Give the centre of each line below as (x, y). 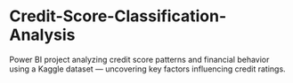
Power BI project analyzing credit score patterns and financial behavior (139, 59)
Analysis (42, 35)
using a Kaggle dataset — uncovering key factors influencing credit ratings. (148, 69)
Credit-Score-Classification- (118, 16)
